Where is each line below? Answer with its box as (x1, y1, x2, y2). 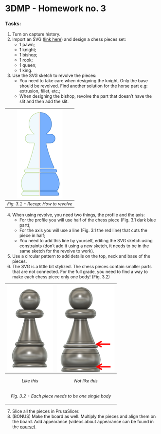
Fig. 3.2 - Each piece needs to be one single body (11, 393, 111, 399)
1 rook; (19, 57, 33, 63)
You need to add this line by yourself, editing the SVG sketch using (19, 237, 153, 243)
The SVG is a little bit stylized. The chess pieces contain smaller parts (12, 263, 152, 269)
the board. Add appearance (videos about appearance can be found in (12, 418, 154, 424)
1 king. (19, 68, 33, 73)
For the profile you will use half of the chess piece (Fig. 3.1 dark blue (19, 217, 157, 223)
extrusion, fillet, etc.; (19, 88, 61, 94)
